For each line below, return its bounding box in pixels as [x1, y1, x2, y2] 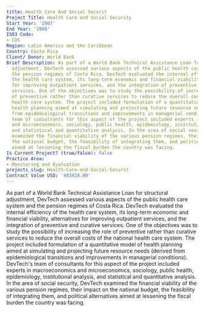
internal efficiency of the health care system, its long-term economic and [6, 209, 189, 215]
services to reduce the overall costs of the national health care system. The [6, 234, 195, 242]
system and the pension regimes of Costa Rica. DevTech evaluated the [6, 202, 183, 209]
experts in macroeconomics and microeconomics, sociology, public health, [6, 266, 194, 274]
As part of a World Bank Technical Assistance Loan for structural [6, 189, 168, 196]
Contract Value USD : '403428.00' [6, 172, 91, 179]
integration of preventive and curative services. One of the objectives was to [6, 222, 198, 228]
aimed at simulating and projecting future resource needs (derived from [6, 247, 185, 254]
